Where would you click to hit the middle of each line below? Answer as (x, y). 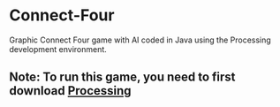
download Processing (70, 91)
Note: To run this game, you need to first (122, 77)
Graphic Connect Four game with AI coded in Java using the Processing (140, 40)
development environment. (58, 49)
